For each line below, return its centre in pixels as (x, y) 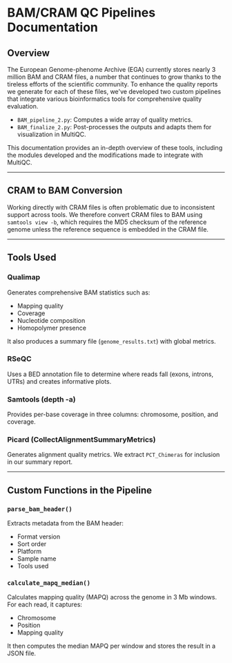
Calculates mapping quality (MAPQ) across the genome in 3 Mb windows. (112, 597)
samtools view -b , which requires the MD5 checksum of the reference (107, 222)
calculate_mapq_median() (49, 583)
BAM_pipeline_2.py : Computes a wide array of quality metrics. (105, 120)
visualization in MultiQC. (51, 134)
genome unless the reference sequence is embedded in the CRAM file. (108, 229)
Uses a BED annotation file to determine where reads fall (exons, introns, (110, 374)
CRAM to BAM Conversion (65, 190)
